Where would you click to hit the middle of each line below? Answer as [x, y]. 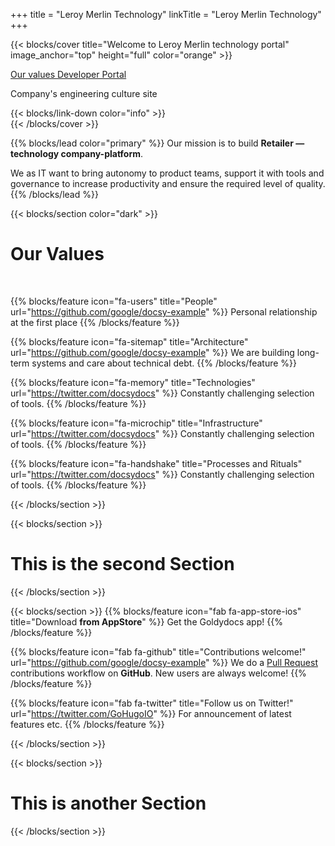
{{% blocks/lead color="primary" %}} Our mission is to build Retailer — [157, 143]
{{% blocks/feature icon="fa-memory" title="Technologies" [133, 382]
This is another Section [108, 803]
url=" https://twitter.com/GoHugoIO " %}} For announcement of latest [151, 713]
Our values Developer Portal [68, 74]
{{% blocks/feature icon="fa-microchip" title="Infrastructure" [136, 423]
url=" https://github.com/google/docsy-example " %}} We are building [152, 352]
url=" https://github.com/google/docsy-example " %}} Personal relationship [164, 311]
